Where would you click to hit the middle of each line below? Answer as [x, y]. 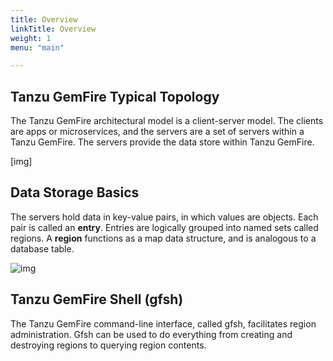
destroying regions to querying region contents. [108, 345]
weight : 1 [31, 38]
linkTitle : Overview [53, 29]
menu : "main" [37, 47]
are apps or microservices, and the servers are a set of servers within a [157, 132]
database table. [42, 248]
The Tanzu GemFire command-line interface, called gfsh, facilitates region [163, 323]
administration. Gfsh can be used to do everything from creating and [151, 334]
